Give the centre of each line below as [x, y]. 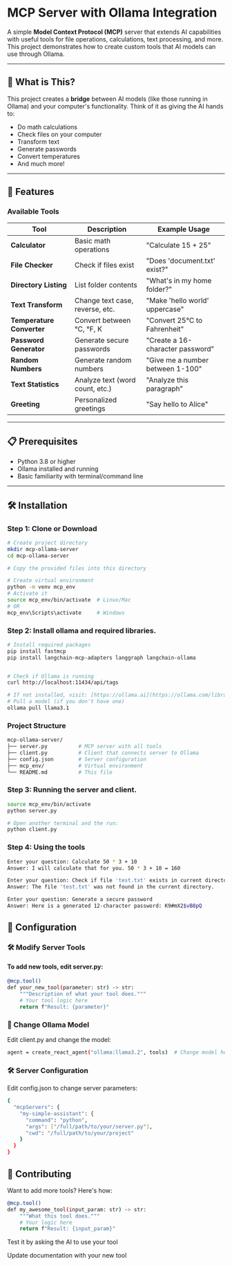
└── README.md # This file [60, 772]
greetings [90, 409]
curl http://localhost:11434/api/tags [63, 682]
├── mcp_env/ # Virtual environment [75, 765]
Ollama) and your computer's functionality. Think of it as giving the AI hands [115, 106]
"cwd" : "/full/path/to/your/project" [80, 1133]
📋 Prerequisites [42, 441]
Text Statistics [35, 384]
